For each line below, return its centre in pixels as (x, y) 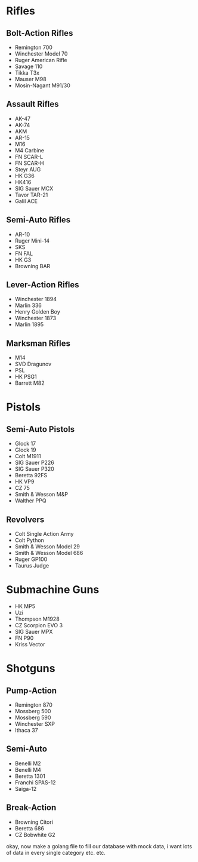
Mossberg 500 (33, 711)
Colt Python (30, 540)
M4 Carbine (30, 150)
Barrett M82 (30, 383)
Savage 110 (29, 66)
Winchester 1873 (35, 318)
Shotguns (31, 669)
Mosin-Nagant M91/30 (42, 85)
